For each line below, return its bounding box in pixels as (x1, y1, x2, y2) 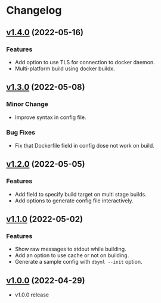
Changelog (6, 4, 62, 17)
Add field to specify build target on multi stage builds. (14, 190, 147, 198)
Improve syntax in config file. (14, 114, 86, 121)
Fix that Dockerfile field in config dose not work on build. (14, 142, 155, 149)
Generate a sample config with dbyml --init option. (14, 258, 143, 265)
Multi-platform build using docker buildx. (14, 65, 115, 72)
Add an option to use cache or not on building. (14, 252, 129, 259)
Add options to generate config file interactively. (14, 197, 134, 204)
